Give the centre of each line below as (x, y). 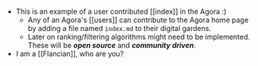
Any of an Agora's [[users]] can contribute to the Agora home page (138, 20)
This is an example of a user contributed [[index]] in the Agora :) (121, 12)
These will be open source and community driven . (112, 45)
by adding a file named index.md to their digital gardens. (119, 28)
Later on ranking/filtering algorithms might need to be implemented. (139, 37)
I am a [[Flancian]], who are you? (70, 54)
